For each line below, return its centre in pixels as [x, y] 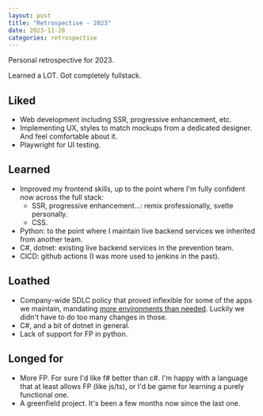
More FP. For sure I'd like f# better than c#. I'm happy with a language [133, 378]
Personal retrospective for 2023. [61, 60]
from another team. [51, 239]
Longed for [36, 359]
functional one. [44, 395]
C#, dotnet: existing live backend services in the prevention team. [127, 247]
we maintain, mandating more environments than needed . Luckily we [132, 308]
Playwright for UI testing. [60, 145]
